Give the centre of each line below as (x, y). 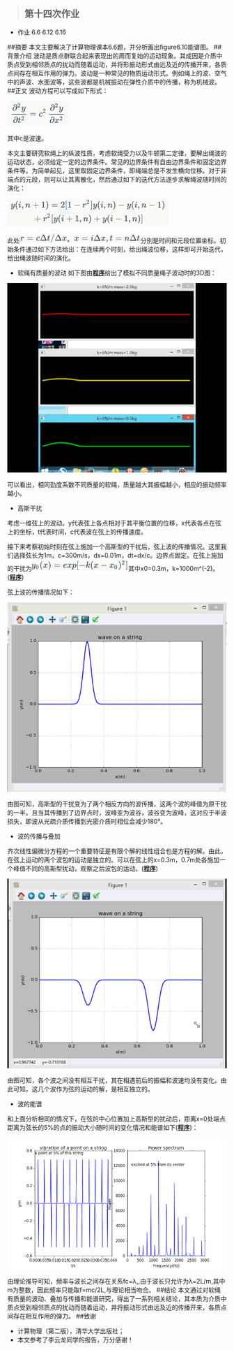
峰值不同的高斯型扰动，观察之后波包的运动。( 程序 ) (86, 869)
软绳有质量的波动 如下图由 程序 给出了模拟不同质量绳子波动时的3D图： (117, 273)
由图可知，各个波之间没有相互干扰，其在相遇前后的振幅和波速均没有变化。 (114, 1080)
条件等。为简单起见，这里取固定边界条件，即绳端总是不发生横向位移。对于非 (117, 170)
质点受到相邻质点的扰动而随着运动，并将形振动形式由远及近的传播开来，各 (114, 64)
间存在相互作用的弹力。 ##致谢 (52, 1316)
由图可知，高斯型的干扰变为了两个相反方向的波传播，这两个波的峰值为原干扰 (117, 804)
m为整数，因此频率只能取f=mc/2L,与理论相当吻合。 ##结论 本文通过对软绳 (114, 1290)
